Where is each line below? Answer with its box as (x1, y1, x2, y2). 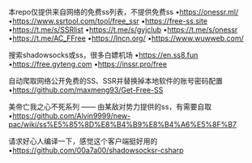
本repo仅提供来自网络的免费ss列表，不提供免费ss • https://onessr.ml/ (8, 7, 239, 16)
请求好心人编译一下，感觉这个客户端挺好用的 (8, 136, 158, 146)
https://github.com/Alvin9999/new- (11, 111, 131, 120)
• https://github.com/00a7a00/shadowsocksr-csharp (8, 145, 184, 155)
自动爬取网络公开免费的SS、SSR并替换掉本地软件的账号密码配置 (8, 76, 223, 85)
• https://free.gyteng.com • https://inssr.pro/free (8, 59, 168, 69)
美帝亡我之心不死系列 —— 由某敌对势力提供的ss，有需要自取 (8, 102, 212, 111)
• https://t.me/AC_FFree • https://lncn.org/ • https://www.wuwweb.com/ (8, 33, 245, 43)
